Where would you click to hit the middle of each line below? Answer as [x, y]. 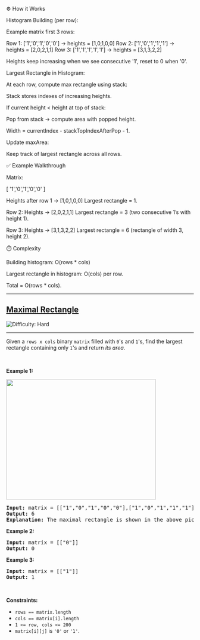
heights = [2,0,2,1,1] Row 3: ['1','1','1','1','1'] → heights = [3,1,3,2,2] [84, 50]
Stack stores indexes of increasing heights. [59, 96]
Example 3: [20, 560]
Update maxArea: [28, 142]
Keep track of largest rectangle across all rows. [64, 154]
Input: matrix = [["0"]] [42, 542]
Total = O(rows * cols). [34, 285]
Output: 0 [20, 548]
